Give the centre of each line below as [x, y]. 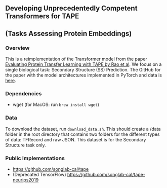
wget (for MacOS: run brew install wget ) [56, 105]
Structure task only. [26, 145]
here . [11, 81]
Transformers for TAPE [42, 16]
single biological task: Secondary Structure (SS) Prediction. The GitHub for [83, 70]
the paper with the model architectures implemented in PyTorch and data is [83, 75]
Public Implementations [35, 158]
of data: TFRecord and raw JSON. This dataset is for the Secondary [76, 139]
